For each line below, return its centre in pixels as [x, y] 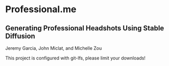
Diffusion [20, 36]
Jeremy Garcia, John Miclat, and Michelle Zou [54, 48]
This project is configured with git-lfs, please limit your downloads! [75, 58]
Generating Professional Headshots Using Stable [85, 28]
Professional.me [41, 9]
